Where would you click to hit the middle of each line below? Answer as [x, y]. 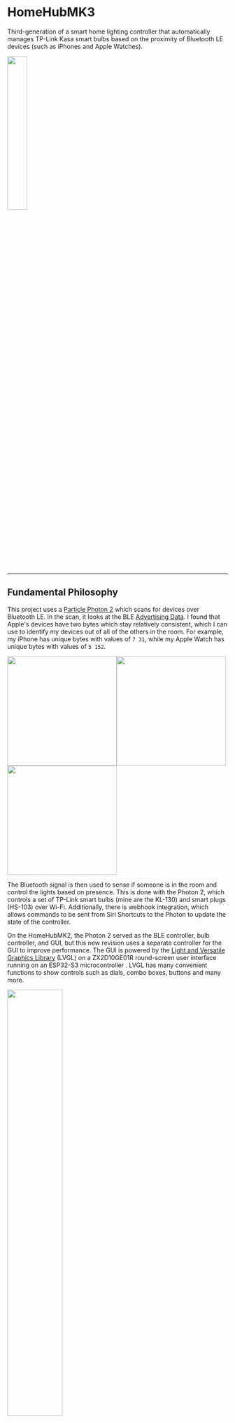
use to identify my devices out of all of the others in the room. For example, [115, 631]
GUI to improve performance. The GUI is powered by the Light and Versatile [116, 950]
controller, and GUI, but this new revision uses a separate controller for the [115, 943]
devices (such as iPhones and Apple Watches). [75, 46]
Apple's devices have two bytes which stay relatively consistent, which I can [117, 624]
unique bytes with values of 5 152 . [57, 646]
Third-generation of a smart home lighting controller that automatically [109, 31]
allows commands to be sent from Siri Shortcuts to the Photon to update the [116, 914]
